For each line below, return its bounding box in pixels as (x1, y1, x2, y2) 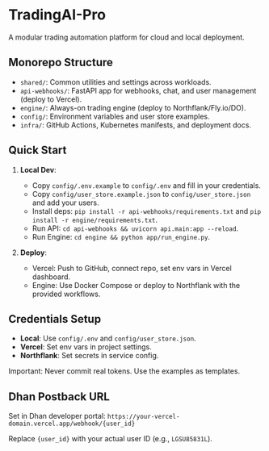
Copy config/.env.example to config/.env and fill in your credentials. (32, 180, 261, 190)
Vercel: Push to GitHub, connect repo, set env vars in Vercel (32, 263, 232, 273)
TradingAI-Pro (8, 6, 107, 24)
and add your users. (32, 198, 99, 207)
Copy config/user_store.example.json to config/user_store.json (32, 189, 251, 198)
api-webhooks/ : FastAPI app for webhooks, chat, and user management (19, 86, 257, 95)
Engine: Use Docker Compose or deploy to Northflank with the (32, 280, 241, 290)
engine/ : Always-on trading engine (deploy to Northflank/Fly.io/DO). (19, 102, 246, 112)
